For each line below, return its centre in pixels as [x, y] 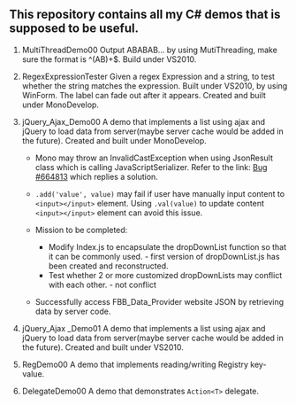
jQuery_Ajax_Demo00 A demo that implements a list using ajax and [144, 121]
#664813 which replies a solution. [97, 176]
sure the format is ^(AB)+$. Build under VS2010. [109, 59]
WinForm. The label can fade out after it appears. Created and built [144, 95]
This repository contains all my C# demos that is [145, 15]
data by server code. [73, 311]
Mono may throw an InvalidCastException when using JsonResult [154, 158]
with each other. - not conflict [102, 284]
